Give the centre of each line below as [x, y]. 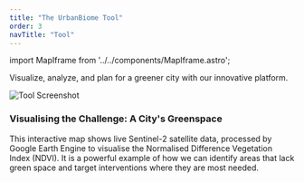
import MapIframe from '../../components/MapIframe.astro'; [120, 61]
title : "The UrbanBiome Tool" [66, 18]
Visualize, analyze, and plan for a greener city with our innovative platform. [149, 78]
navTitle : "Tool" [42, 34]
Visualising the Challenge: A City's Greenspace [116, 119]
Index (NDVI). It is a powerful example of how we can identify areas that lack [152, 158]
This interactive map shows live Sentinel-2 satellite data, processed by [141, 139]
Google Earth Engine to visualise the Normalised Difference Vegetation [141, 148]
